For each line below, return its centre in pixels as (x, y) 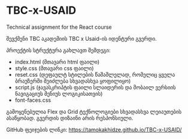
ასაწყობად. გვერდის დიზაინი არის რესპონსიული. (70, 118)
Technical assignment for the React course (59, 27)
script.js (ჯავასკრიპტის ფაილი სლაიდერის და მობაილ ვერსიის (95, 87)
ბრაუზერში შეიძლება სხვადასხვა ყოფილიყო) (73, 81)
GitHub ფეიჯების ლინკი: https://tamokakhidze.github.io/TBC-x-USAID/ (94, 129)
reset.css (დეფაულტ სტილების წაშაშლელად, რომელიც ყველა (95, 74)
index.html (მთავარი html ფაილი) (57, 62)
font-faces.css (33, 100)
